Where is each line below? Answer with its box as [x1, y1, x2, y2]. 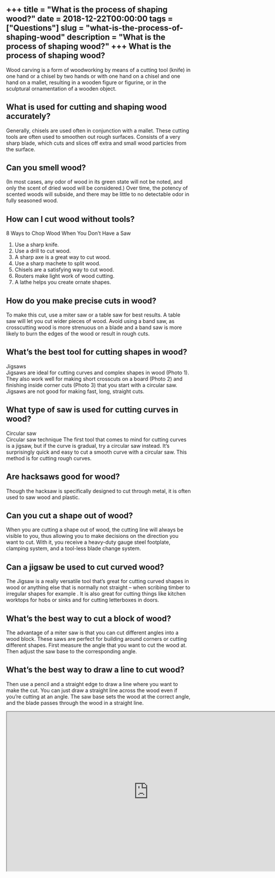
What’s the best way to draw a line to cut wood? [6, 665, 185, 675]
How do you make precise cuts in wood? [6, 295, 157, 305]
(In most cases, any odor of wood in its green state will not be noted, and [6, 178, 183, 185]
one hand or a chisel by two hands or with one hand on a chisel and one [6, 72, 180, 79]
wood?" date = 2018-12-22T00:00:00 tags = [6, 14, 173, 24]
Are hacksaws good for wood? [6, 472, 120, 482]
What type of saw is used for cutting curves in [6, 405, 179, 415]
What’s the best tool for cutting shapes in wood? [6, 347, 187, 357]
